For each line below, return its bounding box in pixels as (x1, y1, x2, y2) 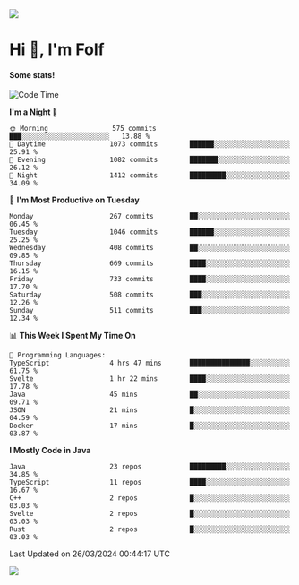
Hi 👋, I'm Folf (9, 39, 105, 60)
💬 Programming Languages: (9, 351, 106, 360)
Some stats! (9, 69, 56, 80)
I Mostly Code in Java (9, 445, 91, 456)
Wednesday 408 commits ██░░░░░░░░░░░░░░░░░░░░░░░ (9, 244, 291, 253)
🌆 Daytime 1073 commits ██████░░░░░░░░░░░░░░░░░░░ (9, 140, 291, 149)
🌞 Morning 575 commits (9, 125, 157, 133)
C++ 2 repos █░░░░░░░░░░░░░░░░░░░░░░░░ (9, 494, 291, 503)
